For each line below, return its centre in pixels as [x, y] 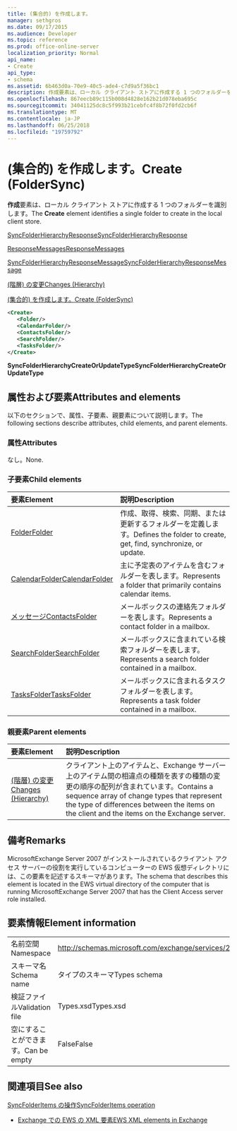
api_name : [22, 60]
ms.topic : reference [38, 40]
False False [75, 1044]
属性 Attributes [32, 443]
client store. [25, 221]
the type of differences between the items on [140, 805]
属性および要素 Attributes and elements [94, 397]
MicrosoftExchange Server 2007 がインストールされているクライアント [110, 858]
